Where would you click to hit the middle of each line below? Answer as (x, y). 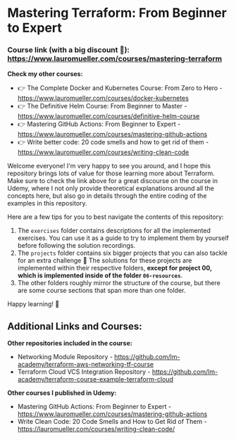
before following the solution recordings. (76, 246)
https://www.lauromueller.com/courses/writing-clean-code (103, 152)
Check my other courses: (45, 74)
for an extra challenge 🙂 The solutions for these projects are (105, 260)
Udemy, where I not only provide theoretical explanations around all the (111, 189)
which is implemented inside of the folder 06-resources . (100, 275)
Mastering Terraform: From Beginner (117, 13)
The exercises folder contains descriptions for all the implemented (114, 231)
